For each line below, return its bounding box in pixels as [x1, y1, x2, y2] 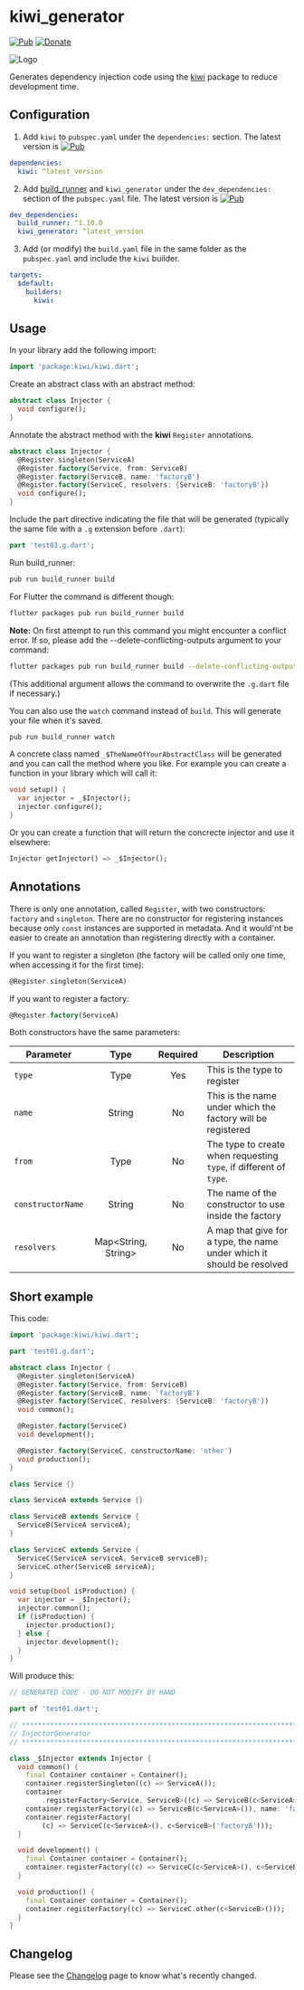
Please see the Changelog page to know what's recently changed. [9, 1970, 257, 1981]
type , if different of [206, 1161, 286, 1174]
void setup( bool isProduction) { [9, 1586, 136, 1596]
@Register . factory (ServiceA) [9, 1011, 119, 1020]
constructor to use [206, 1198, 285, 1211]
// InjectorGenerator [9, 1728, 91, 1738]
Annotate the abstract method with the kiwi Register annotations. [9, 429, 254, 440]
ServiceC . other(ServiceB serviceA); [17, 1562, 156, 1571]
